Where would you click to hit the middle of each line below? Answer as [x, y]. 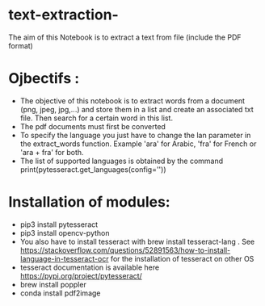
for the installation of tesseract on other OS [182, 258]
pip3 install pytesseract [59, 224]
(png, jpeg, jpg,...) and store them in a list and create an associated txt [137, 109]
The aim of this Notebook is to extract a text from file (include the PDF [125, 37]
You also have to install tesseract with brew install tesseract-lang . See [137, 241]
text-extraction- [63, 15]
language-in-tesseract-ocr [64, 258]
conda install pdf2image [60, 293]
